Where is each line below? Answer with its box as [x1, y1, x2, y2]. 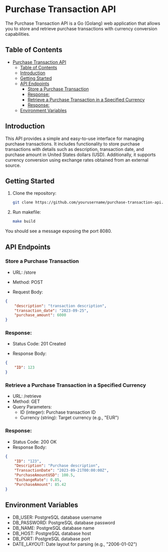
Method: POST [12, 279, 43, 285]
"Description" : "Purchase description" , [14, 463, 100, 468]
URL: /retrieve [12, 393, 42, 399]
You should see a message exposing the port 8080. [5, 228, 112, 234]
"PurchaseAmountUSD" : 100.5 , [14, 473, 75, 478]
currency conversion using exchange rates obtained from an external [5, 157, 148, 163]
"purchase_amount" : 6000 [14, 313, 66, 318]
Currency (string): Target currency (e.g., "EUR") [20, 415, 119, 421]
